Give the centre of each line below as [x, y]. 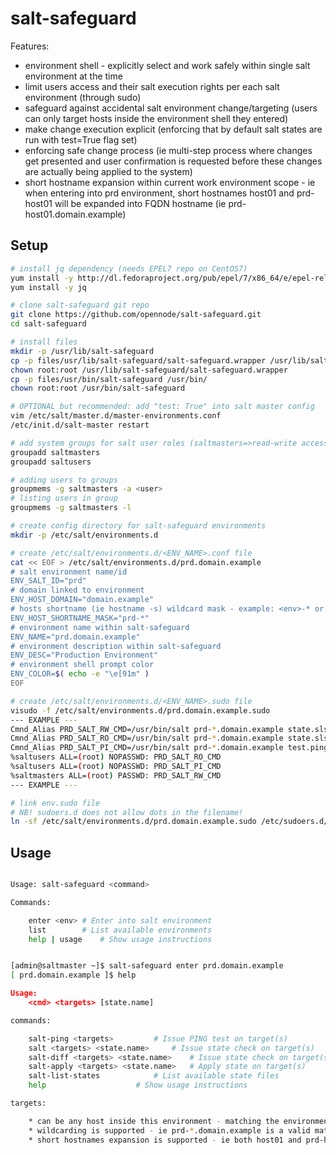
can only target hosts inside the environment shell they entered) [156, 118]
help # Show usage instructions [138, 1085]
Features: [30, 46]
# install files [44, 342]
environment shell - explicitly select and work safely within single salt [167, 65]
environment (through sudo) [83, 97]
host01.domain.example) [75, 214]
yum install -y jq [48, 287]
